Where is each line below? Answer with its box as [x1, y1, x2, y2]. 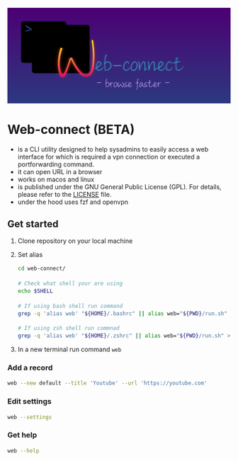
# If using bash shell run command [17, 302, 123, 309]
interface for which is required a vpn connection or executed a [17, 152, 200, 161]
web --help [7, 447, 40, 454]
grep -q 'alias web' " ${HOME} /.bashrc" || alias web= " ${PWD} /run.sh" [17, 309, 228, 317]
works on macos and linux [17, 175, 94, 183]
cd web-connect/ [17, 265, 66, 273]
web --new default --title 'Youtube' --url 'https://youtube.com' [7, 380, 208, 387]
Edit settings [7, 397, 52, 406]
